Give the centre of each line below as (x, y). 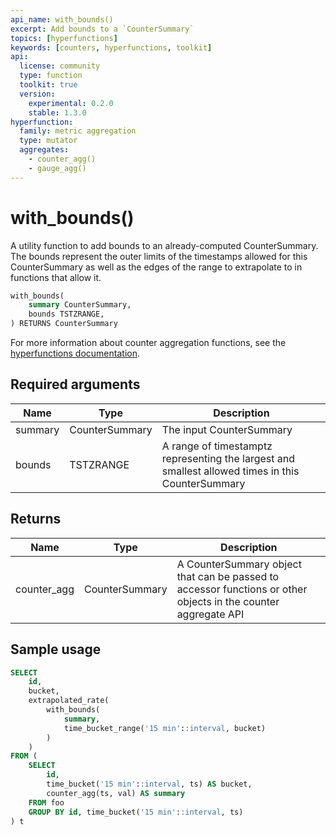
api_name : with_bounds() (62, 19)
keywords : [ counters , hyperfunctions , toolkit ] (111, 47)
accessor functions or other (242, 589)
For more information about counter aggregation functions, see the (148, 343)
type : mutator (48, 141)
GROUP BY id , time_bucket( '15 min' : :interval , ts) (136, 812)
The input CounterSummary (227, 429)
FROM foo (46, 802)
